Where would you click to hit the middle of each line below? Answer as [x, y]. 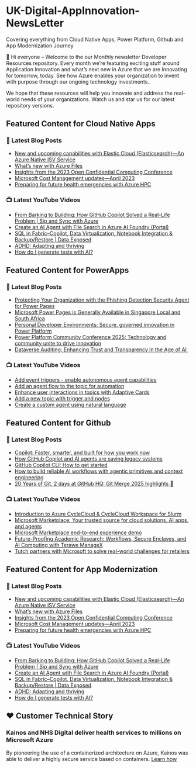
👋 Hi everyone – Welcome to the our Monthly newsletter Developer [86, 57]
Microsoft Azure [30, 740]
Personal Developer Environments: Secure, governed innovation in [94, 324]
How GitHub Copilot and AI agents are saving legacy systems [88, 459]
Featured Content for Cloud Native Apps [81, 124]
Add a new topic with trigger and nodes [62, 398]
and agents [28, 526]
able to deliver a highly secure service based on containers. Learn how [92, 759]
